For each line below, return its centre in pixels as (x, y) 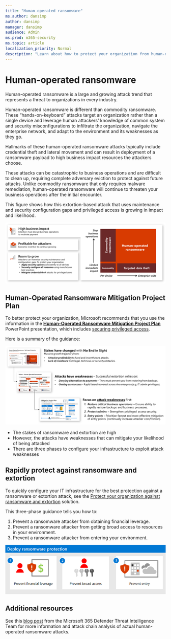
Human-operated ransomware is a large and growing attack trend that (79, 94)
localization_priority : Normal (38, 49)
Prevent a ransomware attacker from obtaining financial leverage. (81, 521)
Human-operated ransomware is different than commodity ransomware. (81, 109)
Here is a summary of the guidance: (43, 339)
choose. (14, 163)
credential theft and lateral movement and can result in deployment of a (80, 152)
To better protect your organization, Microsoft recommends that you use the (85, 318)
